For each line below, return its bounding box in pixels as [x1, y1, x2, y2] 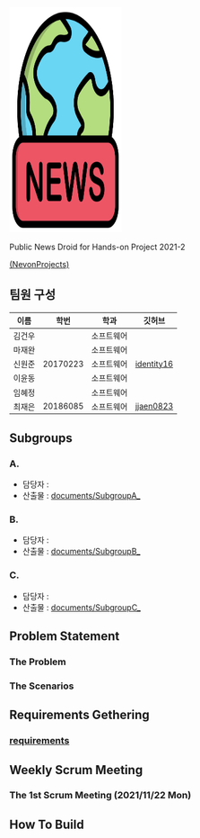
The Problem [9, 655, 67, 668]
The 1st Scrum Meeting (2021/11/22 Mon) [9, 789, 192, 802]
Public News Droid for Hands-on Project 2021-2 [9, 241, 186, 252]
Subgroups [9, 430, 74, 446]
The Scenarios [9, 680, 74, 692]
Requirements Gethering [9, 707, 150, 723]
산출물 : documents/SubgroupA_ [22, 491, 141, 500]
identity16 [135, 358, 173, 369]
